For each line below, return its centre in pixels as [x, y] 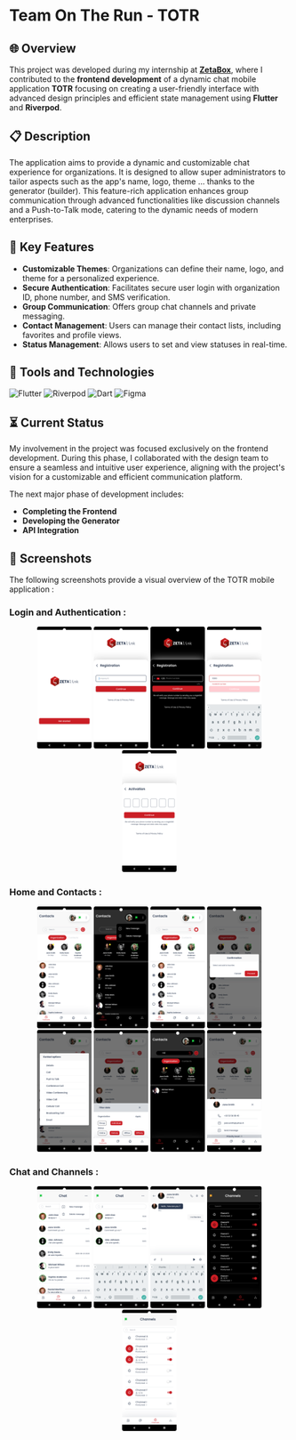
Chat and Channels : [54, 1171]
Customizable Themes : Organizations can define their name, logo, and [153, 269]
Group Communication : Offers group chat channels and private [139, 306]
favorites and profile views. [72, 335]
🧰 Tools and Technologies [82, 372]
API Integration [51, 530]
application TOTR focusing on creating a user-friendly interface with [134, 89]
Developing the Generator [71, 521]
